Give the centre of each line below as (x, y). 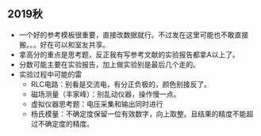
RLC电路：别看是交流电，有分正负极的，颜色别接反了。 (121, 84)
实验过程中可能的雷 (50, 74)
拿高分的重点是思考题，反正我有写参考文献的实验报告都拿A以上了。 (129, 55)
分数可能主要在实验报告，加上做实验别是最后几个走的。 (109, 64)
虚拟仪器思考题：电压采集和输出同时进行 (97, 104)
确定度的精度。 (69, 123)
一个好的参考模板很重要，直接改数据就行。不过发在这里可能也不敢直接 (134, 35)
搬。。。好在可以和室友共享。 (64, 44)
